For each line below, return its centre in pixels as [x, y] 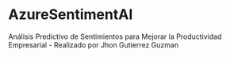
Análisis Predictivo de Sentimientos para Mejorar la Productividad [115, 36]
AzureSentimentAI [71, 15]
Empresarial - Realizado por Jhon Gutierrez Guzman [94, 44]
